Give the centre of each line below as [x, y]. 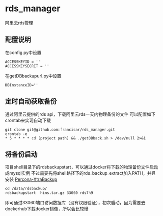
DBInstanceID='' [22, 85]
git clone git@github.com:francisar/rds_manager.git [60, 130]
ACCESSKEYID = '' [23, 62]
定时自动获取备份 [31, 101]
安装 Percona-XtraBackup [31, 179]
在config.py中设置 [23, 53]
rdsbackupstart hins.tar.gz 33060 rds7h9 [49, 193]
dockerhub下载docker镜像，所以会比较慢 [47, 209]
